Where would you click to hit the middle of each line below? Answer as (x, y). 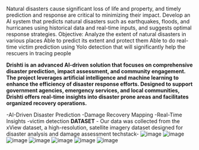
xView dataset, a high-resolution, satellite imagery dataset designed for (95, 127)
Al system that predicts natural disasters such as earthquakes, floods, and (98, 21)
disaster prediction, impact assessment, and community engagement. (96, 71)
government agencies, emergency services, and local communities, (93, 90)
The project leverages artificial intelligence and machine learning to (93, 78)
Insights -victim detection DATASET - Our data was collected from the (93, 121)
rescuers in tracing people (39, 53)
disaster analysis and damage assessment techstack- (73, 134)
